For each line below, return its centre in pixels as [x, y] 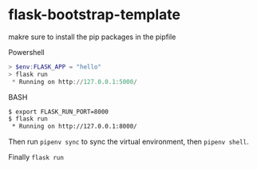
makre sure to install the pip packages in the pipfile [92, 37]
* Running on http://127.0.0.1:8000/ [74, 127]
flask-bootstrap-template [95, 15]
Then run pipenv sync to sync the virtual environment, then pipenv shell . [128, 142]
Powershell [27, 52]
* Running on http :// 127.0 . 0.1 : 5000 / [74, 81]
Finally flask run [36, 157]
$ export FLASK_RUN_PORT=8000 [59, 112]
